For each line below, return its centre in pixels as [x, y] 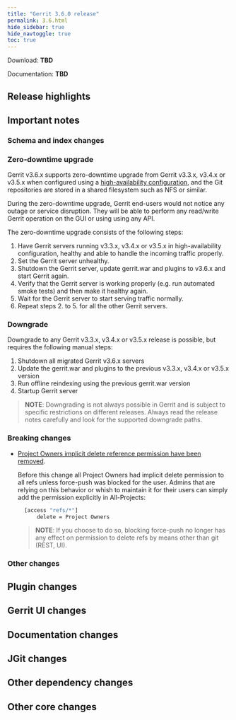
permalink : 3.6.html [38, 21]
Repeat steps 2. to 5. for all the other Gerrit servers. [93, 306]
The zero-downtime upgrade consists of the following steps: [95, 232]
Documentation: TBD [38, 74]
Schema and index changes [56, 140]
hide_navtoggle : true [39, 34]
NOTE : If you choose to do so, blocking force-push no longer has [130, 530]
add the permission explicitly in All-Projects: [82, 497]
